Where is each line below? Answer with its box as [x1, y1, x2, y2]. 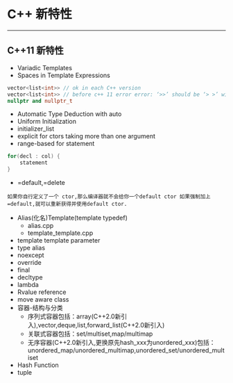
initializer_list [17, 124, 55, 133]
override [17, 259, 42, 266]
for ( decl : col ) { [7, 153, 60, 160]
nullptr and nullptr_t [7, 97, 73, 104]
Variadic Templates [17, 63, 73, 72]
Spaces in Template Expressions [17, 71, 111, 79]
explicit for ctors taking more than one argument [17, 132, 156, 140]
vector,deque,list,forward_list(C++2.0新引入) [37, 321, 165, 329]
